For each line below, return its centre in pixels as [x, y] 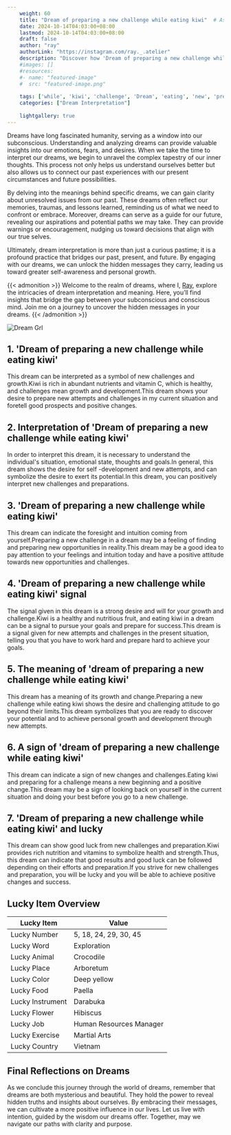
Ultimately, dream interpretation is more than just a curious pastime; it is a [111, 250]
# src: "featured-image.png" [63, 84]
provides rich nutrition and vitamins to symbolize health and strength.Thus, [113, 853]
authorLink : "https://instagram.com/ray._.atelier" [95, 52]
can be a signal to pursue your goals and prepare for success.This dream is [114, 625]
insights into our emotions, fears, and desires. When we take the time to [109, 150]
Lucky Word [30, 946]
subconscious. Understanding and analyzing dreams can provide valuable [112, 142]
